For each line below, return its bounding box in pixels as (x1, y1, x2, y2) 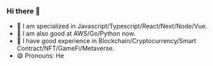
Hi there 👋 (6, 6, 41, 16)
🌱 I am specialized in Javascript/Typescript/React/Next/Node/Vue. (16, 22, 207, 31)
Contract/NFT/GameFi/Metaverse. (16, 44, 115, 53)
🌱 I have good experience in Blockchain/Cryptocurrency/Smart (16, 37, 196, 45)
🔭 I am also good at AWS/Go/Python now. (16, 29, 136, 38)
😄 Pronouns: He (16, 51, 64, 60)
